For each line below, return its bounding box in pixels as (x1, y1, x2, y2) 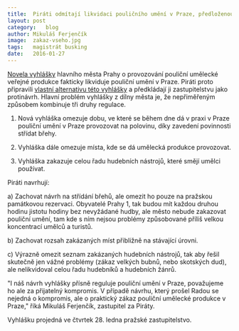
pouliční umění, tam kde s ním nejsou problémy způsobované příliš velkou (7, 215, 224, 223)
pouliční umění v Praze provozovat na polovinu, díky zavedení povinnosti (17, 121, 231, 130)
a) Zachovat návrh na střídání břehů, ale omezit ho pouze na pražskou (7, 192, 213, 200)
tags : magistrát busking (7, 44, 87, 51)
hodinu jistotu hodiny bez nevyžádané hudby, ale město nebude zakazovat (7, 207, 226, 215)
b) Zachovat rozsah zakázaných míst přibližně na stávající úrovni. (7, 236, 198, 245)
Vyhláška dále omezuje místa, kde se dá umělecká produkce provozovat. (17, 143, 231, 151)
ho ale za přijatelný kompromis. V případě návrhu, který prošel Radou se (7, 286, 219, 295)
